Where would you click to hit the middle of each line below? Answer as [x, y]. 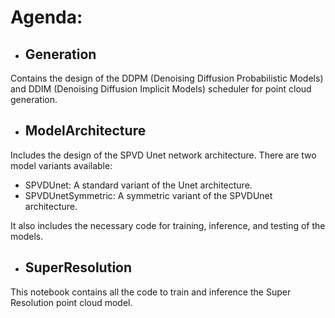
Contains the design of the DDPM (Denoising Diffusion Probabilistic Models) [167, 78]
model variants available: [61, 165]
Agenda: [46, 17]
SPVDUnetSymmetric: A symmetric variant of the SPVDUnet [148, 195]
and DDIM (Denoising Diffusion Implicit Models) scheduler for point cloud [161, 89]
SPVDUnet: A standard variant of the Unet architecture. [138, 185]
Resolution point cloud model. [71, 302]
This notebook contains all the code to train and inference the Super [151, 292]
